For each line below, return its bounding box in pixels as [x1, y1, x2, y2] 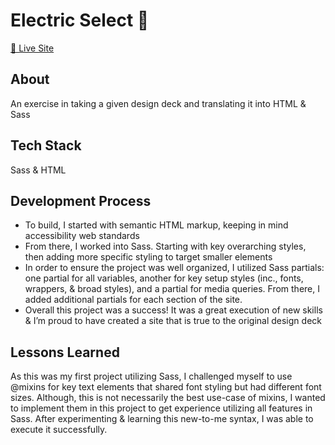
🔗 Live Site [10, 42, 55, 54]
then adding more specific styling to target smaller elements [24, 251, 273, 263]
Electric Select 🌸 [10, 9, 150, 32]
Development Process [10, 192, 152, 209]
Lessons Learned [10, 344, 120, 361]
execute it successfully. [10, 424, 108, 436]
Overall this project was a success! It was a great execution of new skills [24, 304, 323, 316]
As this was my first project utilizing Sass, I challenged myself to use [10, 370, 293, 383]
